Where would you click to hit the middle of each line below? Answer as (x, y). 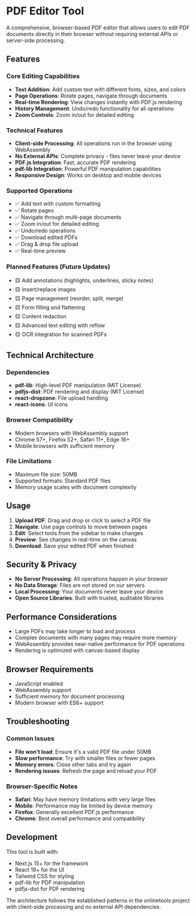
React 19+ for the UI (40, 869)
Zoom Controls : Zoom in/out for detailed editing (74, 114)
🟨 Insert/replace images (45, 289)
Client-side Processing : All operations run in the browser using (93, 143)
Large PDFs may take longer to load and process (75, 631)
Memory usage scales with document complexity (76, 487)
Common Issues (31, 739)
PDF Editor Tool (45, 11)
